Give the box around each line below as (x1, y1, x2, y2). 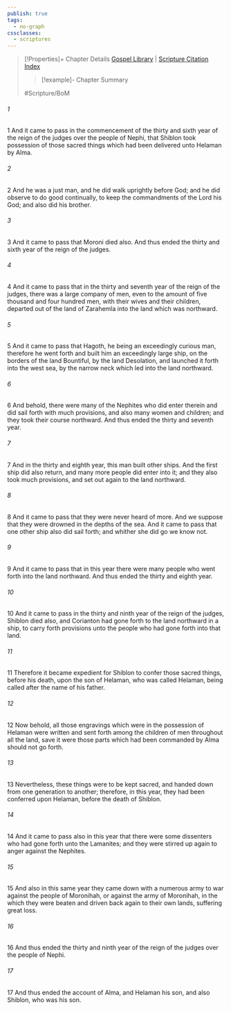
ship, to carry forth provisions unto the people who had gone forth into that (7, 624, 221, 632)
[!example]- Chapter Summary (41, 75, 129, 84)
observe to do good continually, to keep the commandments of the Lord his (7, 193, 222, 202)
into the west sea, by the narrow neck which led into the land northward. (7, 364, 214, 373)
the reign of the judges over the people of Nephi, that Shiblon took (7, 134, 196, 142)
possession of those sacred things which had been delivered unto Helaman (7, 141, 222, 150)
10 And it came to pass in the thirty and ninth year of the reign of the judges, (7, 609, 225, 618)
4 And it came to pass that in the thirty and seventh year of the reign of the (7, 282, 221, 291)
